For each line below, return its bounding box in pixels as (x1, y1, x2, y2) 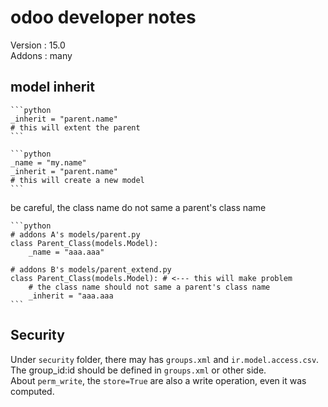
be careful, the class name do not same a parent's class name (10, 201, 267, 213)
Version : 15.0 (10, 39, 66, 51)
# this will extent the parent (10, 122, 141, 133)
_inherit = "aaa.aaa (28, 291, 114, 301)
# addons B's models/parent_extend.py (10, 264, 172, 275)
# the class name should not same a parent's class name (28, 282, 271, 292)
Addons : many (10, 49, 73, 61)
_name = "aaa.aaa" (28, 247, 105, 257)
